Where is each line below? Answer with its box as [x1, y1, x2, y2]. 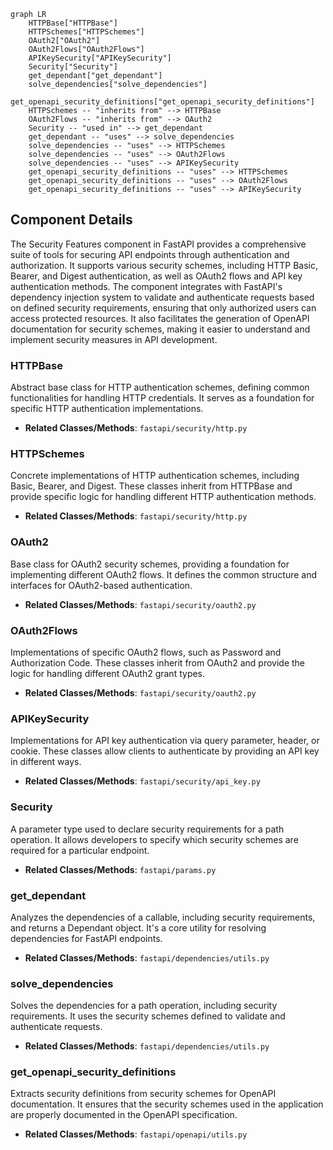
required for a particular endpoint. [10, 844, 150, 856]
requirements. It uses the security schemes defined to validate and [10, 1010, 286, 1022]
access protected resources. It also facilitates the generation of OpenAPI [10, 312, 310, 324]
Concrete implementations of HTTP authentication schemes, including [10, 470, 300, 482]
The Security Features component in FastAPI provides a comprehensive [10, 238, 307, 250]
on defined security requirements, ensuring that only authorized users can [10, 301, 317, 314]
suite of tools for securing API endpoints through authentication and [10, 248, 290, 260]
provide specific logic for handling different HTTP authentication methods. [10, 491, 317, 503]
